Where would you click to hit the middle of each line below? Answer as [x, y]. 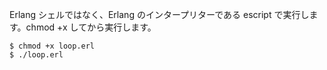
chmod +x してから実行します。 [91, 27]
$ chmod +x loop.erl [52, 46]
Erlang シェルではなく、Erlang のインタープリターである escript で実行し [159, 14]
